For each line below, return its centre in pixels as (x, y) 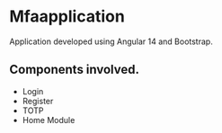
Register (38, 101)
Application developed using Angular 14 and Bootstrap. (111, 41)
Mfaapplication (67, 17)
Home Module (49, 120)
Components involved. (74, 70)
